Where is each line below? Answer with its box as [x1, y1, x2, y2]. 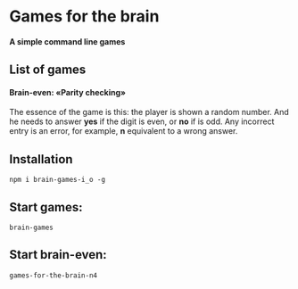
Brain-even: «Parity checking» [9, 87, 127, 97]
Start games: [9, 199, 83, 215]
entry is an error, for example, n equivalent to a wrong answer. [9, 126, 238, 136]
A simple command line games [9, 36, 126, 46]
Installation [9, 152, 73, 167]
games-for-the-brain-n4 [9, 270, 98, 280]
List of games [9, 62, 87, 78]
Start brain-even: [9, 247, 107, 262]
